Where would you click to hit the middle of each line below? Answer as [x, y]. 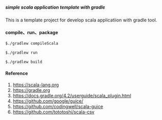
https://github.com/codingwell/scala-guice [58, 106]
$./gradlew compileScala [32, 43]
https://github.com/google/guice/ [48, 101]
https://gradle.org [31, 90]
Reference [17, 74]
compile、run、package [32, 32]
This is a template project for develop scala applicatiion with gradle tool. [81, 20]
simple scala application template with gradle [55, 7]
